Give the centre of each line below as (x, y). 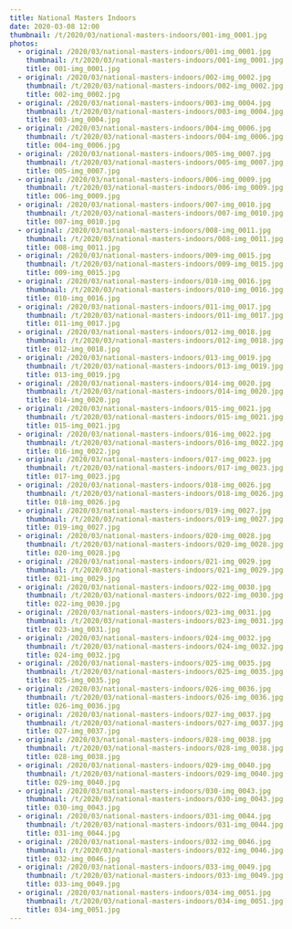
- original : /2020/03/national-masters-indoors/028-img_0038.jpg (145, 740)
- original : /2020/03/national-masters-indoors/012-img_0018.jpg (145, 333)
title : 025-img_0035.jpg (73, 681)
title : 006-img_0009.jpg (73, 196)
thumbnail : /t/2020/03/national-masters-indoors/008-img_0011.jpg (155, 238)
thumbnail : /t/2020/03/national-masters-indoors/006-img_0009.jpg (155, 188)
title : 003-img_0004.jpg (73, 120)
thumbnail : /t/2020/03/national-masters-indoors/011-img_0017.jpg (155, 315)
